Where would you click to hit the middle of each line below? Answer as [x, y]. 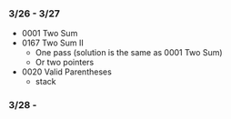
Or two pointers [65, 63]
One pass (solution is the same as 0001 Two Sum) [129, 53]
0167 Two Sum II [52, 43]
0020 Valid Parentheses [67, 72]
